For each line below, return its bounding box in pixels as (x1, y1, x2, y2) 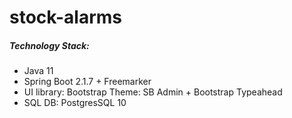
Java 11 (23, 65, 54, 77)
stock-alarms (9, 6, 122, 29)
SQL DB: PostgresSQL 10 (23, 97, 127, 109)
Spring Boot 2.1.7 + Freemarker (23, 76, 152, 88)
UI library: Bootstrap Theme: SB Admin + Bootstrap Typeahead (23, 86, 283, 98)
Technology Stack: (9, 39, 90, 51)
